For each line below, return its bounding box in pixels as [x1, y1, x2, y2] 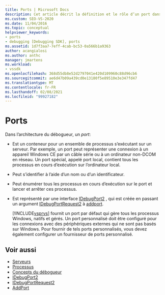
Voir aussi [5, 245, 36, 254]
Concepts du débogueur [12, 269, 62, 275]
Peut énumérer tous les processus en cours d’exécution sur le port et [12, 181, 152, 187]
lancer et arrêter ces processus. [12, 186, 77, 192]
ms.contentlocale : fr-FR [5, 85, 56, 90]
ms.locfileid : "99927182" [5, 94, 58, 99]
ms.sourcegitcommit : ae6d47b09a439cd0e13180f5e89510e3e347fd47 [5, 76, 137, 81]
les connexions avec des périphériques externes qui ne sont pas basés [12, 221, 156, 227]
